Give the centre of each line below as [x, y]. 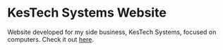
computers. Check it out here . [50, 39]
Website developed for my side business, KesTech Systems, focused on [112, 32]
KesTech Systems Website [87, 13]
